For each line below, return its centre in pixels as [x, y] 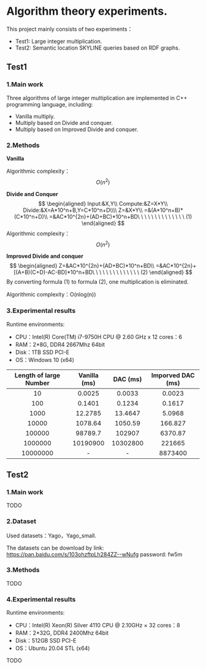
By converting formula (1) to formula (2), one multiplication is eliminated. [97, 282]
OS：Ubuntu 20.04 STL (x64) [52, 648]
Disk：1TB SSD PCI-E [42, 352]
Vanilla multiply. [35, 116]
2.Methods [23, 145]
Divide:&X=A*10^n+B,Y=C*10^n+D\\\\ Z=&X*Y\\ [83, 210]
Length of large [37, 375]
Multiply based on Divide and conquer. [64, 123]
